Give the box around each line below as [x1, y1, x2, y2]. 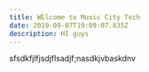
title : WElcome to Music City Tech [9, 12, 141, 22]
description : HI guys [9, 29, 90, 38]
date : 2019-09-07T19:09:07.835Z [9, 21, 129, 30]
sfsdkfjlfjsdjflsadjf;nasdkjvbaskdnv [9, 54, 136, 64]
